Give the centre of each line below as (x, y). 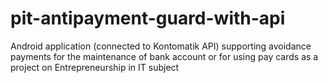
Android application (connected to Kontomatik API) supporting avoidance (161, 46)
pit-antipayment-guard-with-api (148, 18)
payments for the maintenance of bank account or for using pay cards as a (164, 56)
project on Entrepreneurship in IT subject (95, 67)
